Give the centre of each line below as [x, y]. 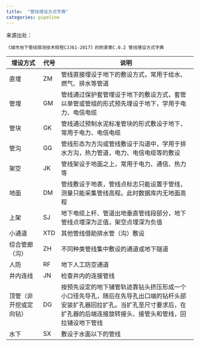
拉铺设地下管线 [82, 323]
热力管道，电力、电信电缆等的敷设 [132, 153]
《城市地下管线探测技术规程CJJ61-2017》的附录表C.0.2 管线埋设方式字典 [85, 47]
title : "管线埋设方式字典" [37, 12]
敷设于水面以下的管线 [91, 333]
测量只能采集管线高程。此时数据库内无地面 [121, 193]
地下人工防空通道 [85, 264]
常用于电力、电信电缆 [91, 132]
